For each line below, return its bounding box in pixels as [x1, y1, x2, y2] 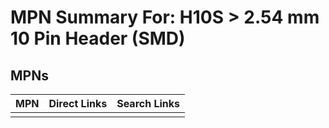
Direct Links [48, 97, 108, 110]
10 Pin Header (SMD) [10, 27, 186, 50]
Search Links [116, 97, 181, 110]
